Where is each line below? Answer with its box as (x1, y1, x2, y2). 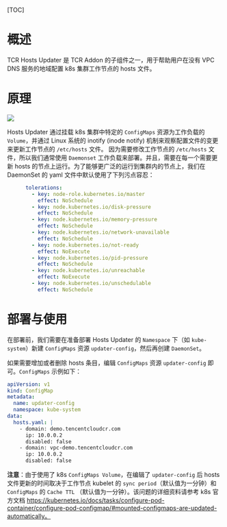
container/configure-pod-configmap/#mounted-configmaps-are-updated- (7, 504, 217, 513)
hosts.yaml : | (13, 419, 53, 426)
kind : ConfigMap (7, 387, 53, 394)
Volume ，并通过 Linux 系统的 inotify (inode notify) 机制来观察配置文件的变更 (7, 136, 219, 145)
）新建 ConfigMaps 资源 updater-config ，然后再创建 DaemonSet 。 (25, 344, 205, 352)
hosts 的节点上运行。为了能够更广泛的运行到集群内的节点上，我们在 (14, 162, 206, 170)
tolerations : (25, 184, 63, 191)
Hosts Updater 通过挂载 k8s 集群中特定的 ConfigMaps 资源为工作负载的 (7, 127, 205, 136)
